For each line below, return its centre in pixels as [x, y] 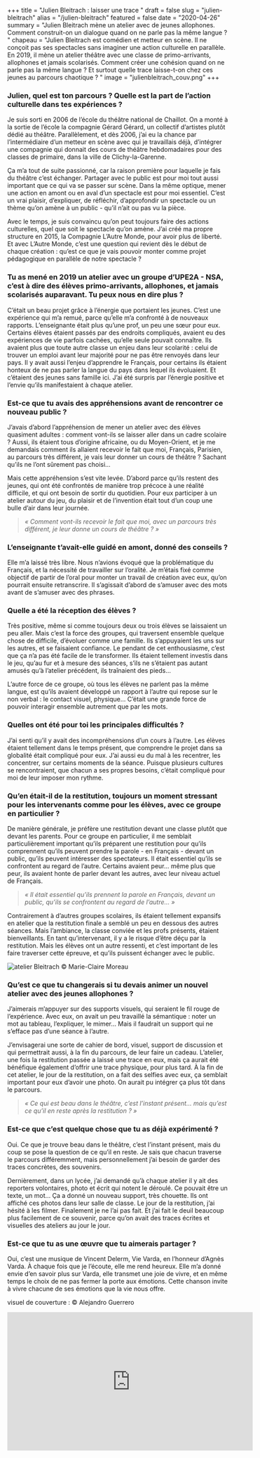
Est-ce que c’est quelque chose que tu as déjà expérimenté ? [113, 1129]
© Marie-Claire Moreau [94, 967]
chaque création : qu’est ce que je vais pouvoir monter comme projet [107, 252]
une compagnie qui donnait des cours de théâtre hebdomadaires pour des [115, 150]
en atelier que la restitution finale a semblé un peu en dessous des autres [113, 923]
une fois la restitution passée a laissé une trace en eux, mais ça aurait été [113, 1060]
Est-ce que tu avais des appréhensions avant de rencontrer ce [115, 403]
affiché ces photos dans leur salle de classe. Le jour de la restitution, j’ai [111, 1203]
